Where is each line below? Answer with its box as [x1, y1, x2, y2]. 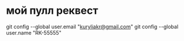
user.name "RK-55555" [6, 29, 62, 36]
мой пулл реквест [6, 4, 98, 17]
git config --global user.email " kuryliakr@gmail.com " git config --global [6, 23, 179, 30]
